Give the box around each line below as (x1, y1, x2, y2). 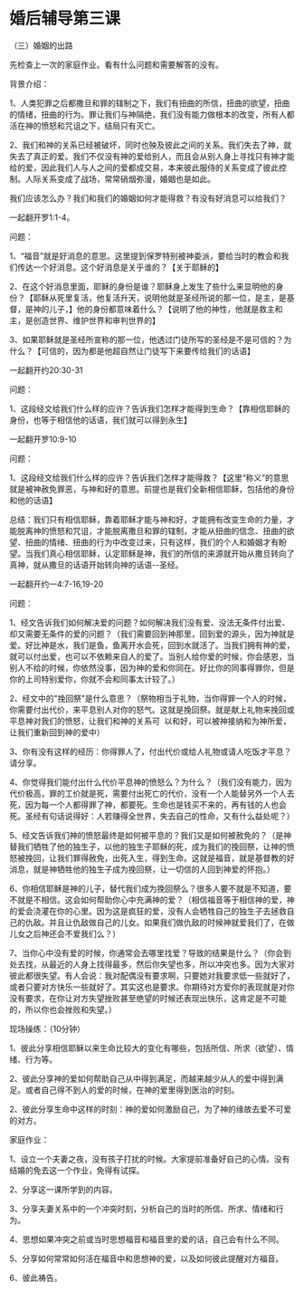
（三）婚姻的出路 (9, 40, 73, 51)
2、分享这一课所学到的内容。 (9, 1183, 118, 1195)
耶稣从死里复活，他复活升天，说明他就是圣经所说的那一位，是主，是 (33, 292, 287, 303)
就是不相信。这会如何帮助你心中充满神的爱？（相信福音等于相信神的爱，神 (16, 894, 295, 905)
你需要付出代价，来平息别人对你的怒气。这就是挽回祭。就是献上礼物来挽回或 (9, 703, 295, 715)
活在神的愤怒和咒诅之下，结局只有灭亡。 (9, 120, 160, 131)
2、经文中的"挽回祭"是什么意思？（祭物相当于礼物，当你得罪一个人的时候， (9, 693, 291, 703)
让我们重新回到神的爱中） (9, 726, 105, 738)
